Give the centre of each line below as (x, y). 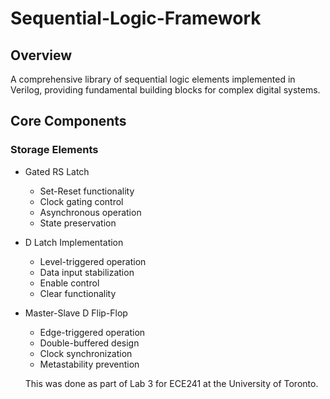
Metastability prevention (89, 364)
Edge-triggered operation (92, 332)
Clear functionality (78, 293)
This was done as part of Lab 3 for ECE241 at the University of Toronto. (171, 383)
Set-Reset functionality (87, 191)
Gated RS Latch (57, 171)
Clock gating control (81, 201)
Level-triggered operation (93, 261)
